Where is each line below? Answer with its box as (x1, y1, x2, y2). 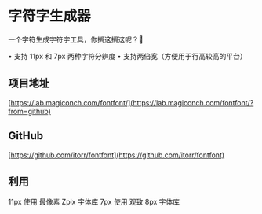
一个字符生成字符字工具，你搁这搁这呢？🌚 (8, 35, 144, 44)
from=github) (8, 106, 51, 116)
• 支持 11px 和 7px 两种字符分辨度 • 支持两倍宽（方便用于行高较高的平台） (8, 51, 247, 61)
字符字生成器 (8, 7, 92, 25)
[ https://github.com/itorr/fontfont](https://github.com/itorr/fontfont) (8, 150, 225, 160)
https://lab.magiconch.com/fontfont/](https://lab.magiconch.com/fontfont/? (10, 98, 254, 107)
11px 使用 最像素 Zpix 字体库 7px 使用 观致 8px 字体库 (8, 197, 180, 207)
